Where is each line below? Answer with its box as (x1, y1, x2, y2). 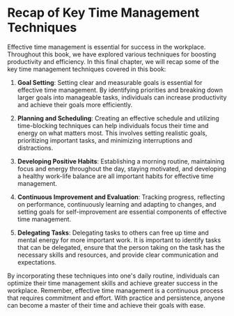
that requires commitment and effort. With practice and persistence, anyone (7, 294, 225, 302)
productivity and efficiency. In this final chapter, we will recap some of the (7, 57, 219, 65)
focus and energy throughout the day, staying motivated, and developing (17, 164, 226, 173)
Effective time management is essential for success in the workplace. (7, 42, 206, 51)
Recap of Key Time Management (7, 5, 200, 21)
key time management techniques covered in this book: (7, 65, 166, 73)
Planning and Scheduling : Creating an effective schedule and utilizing (17, 113, 219, 123)
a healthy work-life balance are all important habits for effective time (17, 172, 214, 180)
